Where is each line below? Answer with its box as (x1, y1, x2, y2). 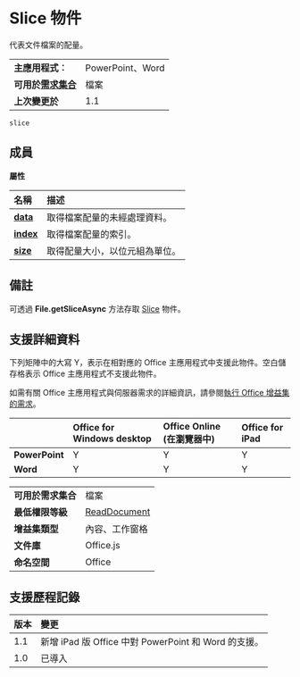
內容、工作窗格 (85, 523, 149, 536)
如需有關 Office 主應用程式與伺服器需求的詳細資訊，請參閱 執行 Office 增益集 (9, 388, 290, 398)
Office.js (85, 539, 121, 552)
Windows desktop (72, 432, 152, 445)
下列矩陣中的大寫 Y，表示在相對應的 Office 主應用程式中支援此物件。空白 (9, 357, 279, 368)
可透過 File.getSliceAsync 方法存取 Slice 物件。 (9, 303, 186, 313)
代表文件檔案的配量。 (9, 39, 87, 50)
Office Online (162, 421, 221, 433)
